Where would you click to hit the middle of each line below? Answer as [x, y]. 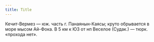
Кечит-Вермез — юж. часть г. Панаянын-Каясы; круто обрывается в [77, 24]
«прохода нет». [21, 34]
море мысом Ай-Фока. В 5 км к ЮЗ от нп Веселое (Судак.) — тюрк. [77, 29]
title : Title [18, 10]
